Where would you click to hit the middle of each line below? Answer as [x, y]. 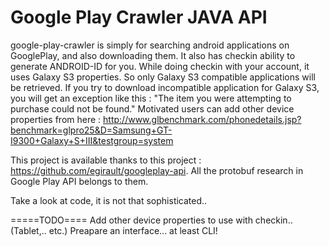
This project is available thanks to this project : [106, 160]
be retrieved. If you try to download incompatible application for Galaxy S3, [165, 87]
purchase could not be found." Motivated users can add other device [152, 108]
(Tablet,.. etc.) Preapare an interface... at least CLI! [114, 230]
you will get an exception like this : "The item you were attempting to [151, 98]
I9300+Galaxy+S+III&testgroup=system [92, 140]
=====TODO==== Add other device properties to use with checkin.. [151, 220]
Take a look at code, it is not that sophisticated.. [109, 200]
